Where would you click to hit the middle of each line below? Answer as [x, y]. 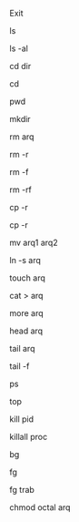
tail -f [20, 366]
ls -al [19, 48]
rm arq [22, 137]
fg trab [22, 490]
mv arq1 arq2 [34, 242]
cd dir [20, 66]
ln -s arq [25, 260]
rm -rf [20, 189]
